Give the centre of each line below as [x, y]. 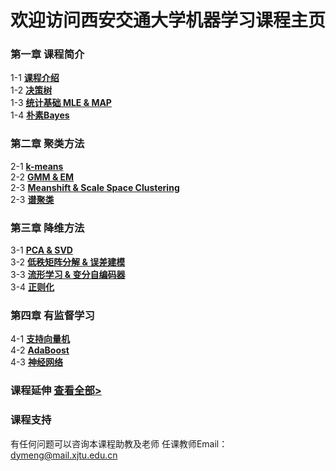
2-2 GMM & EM [42, 177]
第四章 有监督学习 [52, 315]
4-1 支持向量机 [40, 339]
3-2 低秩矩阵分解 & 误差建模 [68, 262]
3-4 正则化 [32, 287]
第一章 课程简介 [47, 54]
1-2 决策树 [31, 90]
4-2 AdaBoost [40, 350]
